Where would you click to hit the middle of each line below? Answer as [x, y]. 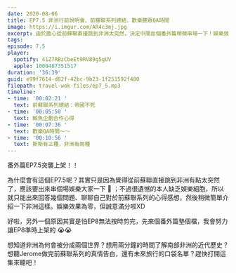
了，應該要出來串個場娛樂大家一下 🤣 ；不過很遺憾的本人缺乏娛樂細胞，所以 [116, 189]
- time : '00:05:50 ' [38, 112]
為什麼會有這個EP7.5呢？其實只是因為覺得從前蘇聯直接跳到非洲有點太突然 [113, 180]
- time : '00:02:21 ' [38, 99]
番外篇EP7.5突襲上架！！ [43, 165]
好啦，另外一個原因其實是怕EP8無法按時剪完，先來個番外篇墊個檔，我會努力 [118, 221]
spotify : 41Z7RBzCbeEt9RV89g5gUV [63, 60]
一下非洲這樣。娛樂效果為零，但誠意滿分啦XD [79, 206]
